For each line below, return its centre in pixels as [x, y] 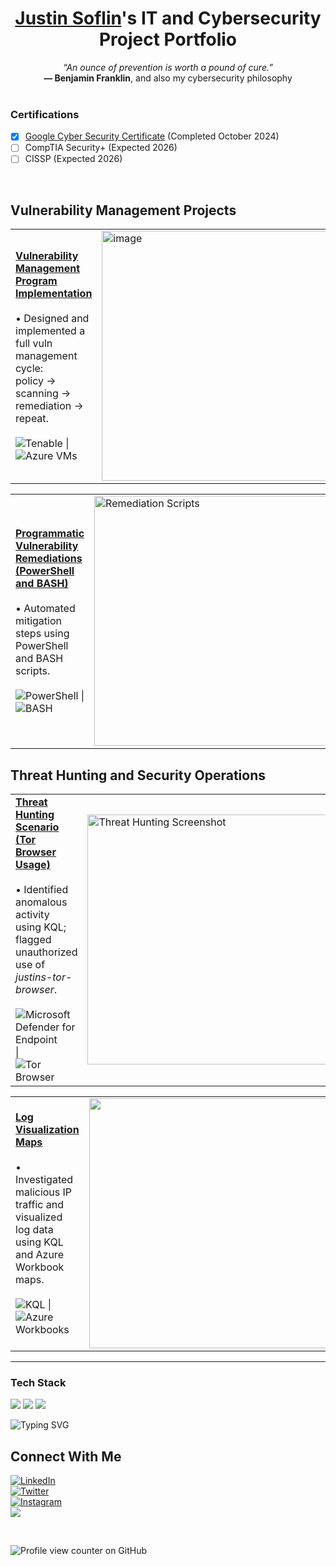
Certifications [45, 114]
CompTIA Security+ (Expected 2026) [101, 148]
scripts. [33, 671]
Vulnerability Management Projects [123, 210]
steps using [42, 634]
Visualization [47, 1130]
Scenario [37, 827]
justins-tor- [44, 977]
